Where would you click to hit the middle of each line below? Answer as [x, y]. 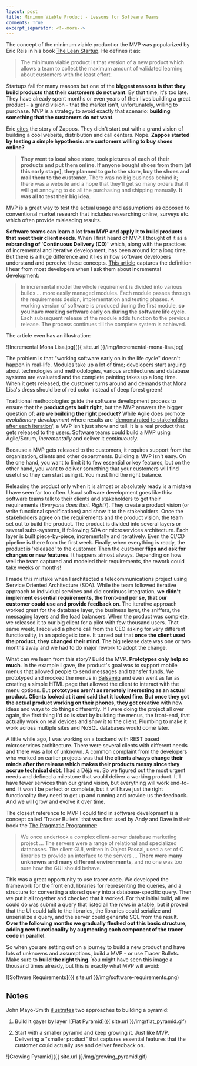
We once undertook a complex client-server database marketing [99, 837]
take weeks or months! [34, 567]
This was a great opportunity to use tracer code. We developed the [87, 880]
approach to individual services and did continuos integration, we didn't [93, 592]
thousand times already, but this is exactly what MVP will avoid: [83, 966]
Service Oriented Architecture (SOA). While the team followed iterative [91, 585]
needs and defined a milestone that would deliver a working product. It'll [94, 777]
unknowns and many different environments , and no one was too [101, 862]
